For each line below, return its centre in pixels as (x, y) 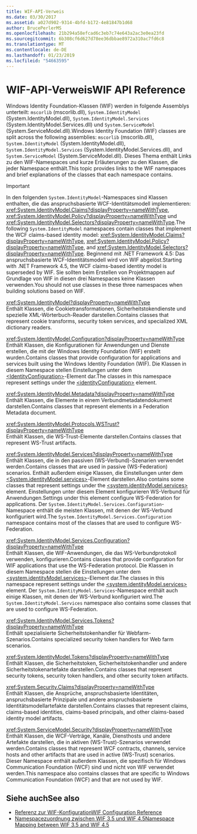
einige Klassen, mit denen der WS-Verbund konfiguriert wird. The (84, 597)
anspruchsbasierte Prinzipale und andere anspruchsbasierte (79, 699)
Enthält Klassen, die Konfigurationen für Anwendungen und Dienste (88, 345)
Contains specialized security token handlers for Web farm (103, 639)
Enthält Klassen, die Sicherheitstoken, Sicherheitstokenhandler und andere (96, 663)
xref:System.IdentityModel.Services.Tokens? (60, 621)
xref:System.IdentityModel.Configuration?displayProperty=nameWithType (96, 339)
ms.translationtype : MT (35, 45)
